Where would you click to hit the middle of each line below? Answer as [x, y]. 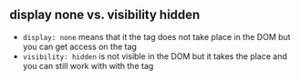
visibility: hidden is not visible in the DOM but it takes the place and [155, 56]
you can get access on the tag [79, 46]
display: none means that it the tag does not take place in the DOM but [156, 36]
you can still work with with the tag [88, 65]
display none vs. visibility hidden [105, 15]
